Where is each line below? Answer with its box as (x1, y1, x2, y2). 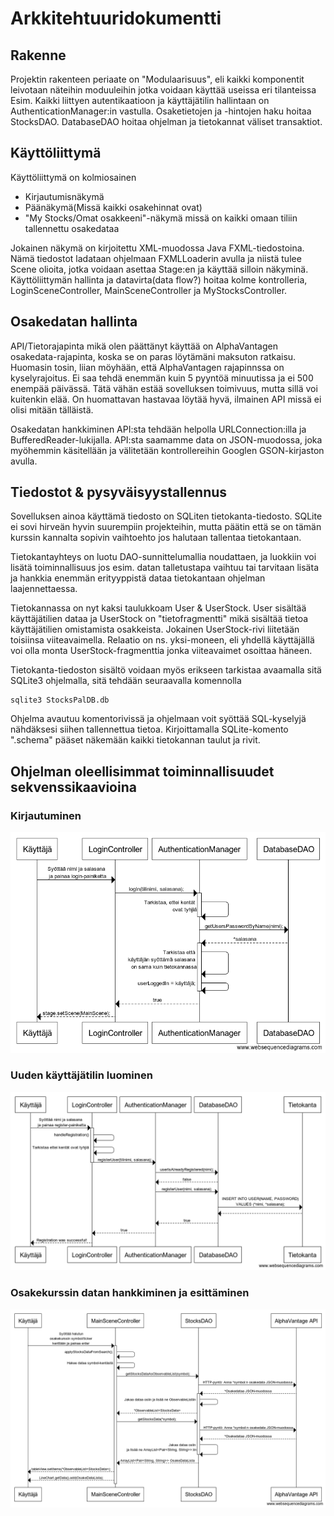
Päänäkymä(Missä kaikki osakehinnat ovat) (24, 201, 203, 213)
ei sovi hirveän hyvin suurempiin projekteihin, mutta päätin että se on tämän (10, 521, 322, 533)
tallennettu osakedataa (24, 222, 120, 234)
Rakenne (10, 47, 67, 64)
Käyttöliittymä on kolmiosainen (10, 171, 137, 183)
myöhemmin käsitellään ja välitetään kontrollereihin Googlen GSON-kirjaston (10, 444, 325, 456)
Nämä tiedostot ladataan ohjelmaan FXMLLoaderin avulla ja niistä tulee (10, 252, 302, 264)
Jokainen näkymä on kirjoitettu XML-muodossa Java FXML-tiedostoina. (10, 242, 305, 254)
